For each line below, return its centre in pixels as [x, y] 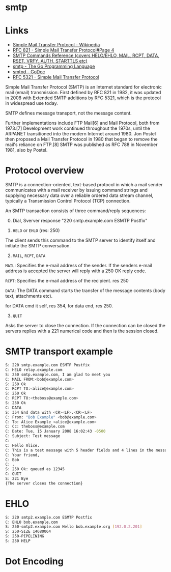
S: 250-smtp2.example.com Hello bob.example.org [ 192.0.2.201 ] [74, 527]
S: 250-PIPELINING [25, 536]
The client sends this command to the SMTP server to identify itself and [81, 240]
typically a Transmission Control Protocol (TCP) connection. [68, 201]
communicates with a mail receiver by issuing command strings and [76, 190]
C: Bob [12, 460]
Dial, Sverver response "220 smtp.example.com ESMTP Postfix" [80, 221]
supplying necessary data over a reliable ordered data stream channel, [79, 195]
